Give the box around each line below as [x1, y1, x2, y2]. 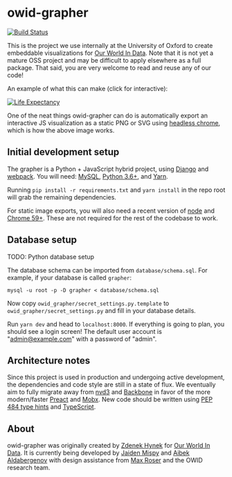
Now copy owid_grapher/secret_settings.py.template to [7, 299, 170, 307]
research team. [7, 464, 51, 472]
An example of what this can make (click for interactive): [7, 84, 168, 92]
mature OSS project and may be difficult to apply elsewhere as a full [7, 56, 202, 64]
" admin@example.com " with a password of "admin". [7, 334, 157, 343]
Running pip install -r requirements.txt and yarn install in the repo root [7, 186, 226, 194]
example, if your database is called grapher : [7, 273, 132, 282]
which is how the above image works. [7, 126, 115, 134]
